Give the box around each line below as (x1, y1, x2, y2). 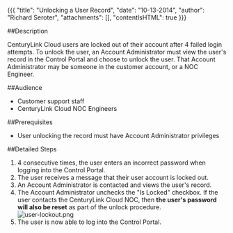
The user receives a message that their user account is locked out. (17, 174, 209, 181)
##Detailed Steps (7, 145, 57, 153)
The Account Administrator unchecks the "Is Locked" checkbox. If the (17, 188, 218, 196)
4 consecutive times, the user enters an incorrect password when (17, 158, 207, 167)
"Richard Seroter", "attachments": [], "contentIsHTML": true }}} (7, 13, 187, 22)
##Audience (7, 84, 43, 91)
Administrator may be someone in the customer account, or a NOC (7, 63, 198, 70)
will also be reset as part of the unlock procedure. (17, 203, 161, 211)
